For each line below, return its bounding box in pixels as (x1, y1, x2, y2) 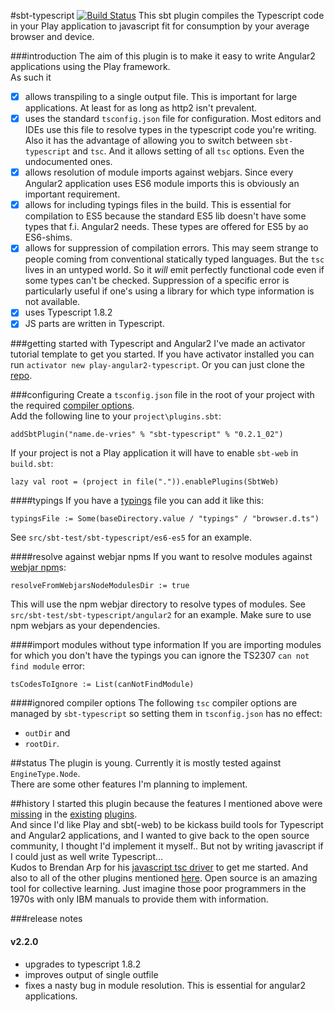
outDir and (24, 727, 71, 739)
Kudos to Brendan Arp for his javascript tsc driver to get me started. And (10, 861, 309, 874)
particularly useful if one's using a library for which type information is (24, 285, 315, 297)
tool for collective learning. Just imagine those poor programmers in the (10, 883, 307, 895)
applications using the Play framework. (10, 61, 171, 72)
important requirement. (24, 188, 121, 200)
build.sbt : (10, 458, 54, 470)
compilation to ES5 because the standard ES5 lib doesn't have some (24, 210, 307, 222)
